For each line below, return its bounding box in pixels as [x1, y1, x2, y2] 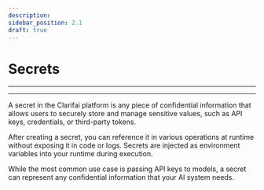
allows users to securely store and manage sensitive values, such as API [8, 109, 243, 119]
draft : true [8, 26, 47, 34]
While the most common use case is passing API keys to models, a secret [8, 164, 247, 174]
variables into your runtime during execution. [8, 149, 153, 159]
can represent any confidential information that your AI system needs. [8, 173, 234, 182]
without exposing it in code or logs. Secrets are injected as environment [8, 141, 240, 150]
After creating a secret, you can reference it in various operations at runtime [8, 133, 255, 142]
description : [8, 11, 51, 20]
